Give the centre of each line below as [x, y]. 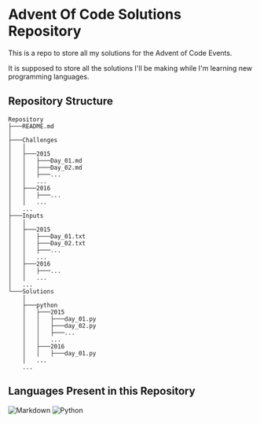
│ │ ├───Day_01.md [45, 160]
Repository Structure [61, 101]
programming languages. [49, 76]
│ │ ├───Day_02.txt [47, 243]
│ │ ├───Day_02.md [45, 167]
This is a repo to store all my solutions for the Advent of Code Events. [120, 53]
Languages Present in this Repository [102, 391]
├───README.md [31, 126]
